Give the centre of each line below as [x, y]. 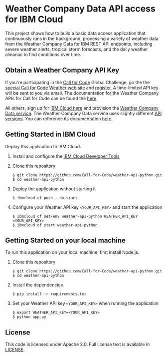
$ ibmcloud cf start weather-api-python [55, 225]
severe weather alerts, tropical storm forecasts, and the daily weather [77, 49]
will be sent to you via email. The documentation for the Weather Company [82, 93]
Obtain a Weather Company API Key [62, 70]
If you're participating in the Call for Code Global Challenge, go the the [78, 82]
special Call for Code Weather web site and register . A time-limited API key [82, 88]
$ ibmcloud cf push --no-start [45, 198]
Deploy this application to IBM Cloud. [43, 146]
